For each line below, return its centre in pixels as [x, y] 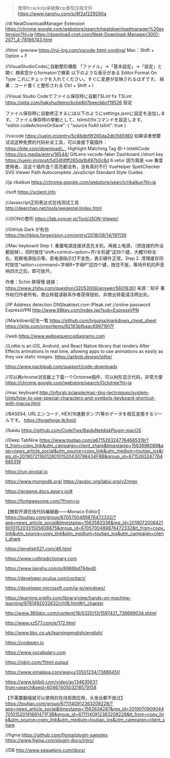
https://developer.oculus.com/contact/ [45, 578]
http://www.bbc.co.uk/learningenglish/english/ [54, 633]
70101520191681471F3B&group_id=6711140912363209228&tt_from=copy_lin [85, 714]
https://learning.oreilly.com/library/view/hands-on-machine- [68, 598]
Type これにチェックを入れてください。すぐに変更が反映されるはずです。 [82, 79]
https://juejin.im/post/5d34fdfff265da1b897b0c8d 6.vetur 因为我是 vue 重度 [84, 160]
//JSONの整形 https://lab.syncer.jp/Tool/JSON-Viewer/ [62, 219]
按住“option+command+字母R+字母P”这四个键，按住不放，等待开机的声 [85, 265]
